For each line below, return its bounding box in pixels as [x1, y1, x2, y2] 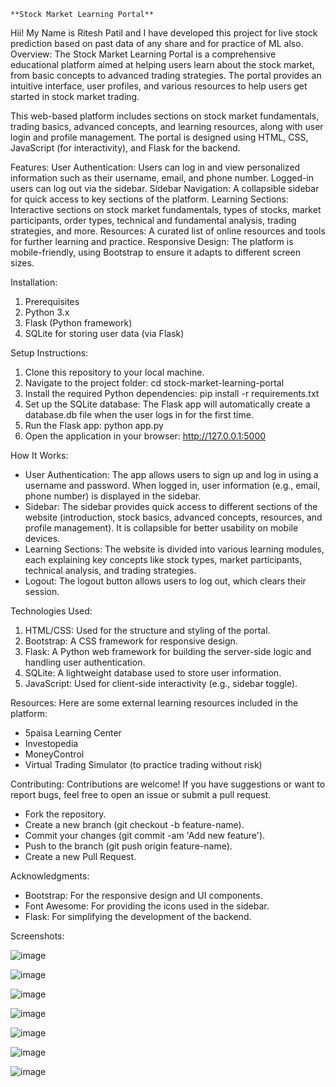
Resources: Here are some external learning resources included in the [10, 697, 299, 709]
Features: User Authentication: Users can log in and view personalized [10, 161, 301, 173]
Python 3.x [24, 306, 70, 318]
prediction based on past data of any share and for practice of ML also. [10, 38, 304, 49]
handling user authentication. [24, 656, 146, 668]
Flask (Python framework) [24, 317, 133, 329]
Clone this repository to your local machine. [24, 366, 205, 378]
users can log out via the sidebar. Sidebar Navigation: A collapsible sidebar [10, 183, 320, 194]
